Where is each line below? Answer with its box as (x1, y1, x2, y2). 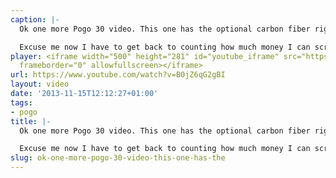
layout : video (10, 79, 70, 90)
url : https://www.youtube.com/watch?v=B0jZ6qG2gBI (10, 70, 226, 80)
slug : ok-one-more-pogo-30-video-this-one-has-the (10, 153, 226, 163)
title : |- (10, 116, 52, 126)
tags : (10, 97, 33, 108)
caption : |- (10, 14, 60, 25)
